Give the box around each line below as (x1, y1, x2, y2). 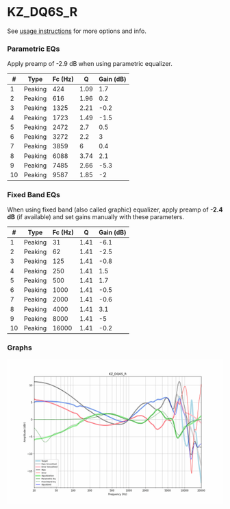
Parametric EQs (7, 44, 60, 54)
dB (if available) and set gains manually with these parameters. (7, 213, 185, 221)
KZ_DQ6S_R (7, 4, 78, 20)
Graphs (7, 343, 32, 352)
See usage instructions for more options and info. (7, 27, 147, 35)
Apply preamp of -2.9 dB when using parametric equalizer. (7, 60, 173, 68)
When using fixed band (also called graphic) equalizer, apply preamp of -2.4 (7, 205, 223, 214)
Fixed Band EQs (7, 190, 60, 199)
